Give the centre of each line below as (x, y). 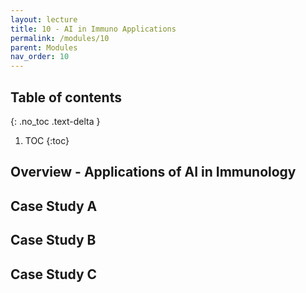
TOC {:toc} (47, 140)
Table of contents (66, 97)
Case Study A (54, 206)
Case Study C (54, 274)
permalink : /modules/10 (60, 38)
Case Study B (53, 240)
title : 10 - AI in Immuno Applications (93, 29)
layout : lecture (44, 19)
